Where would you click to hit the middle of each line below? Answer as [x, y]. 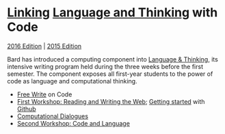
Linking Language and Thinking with [112, 13]
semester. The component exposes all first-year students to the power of [110, 74]
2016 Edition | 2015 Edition [44, 46]
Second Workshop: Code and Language [73, 123]
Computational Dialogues [53, 116]
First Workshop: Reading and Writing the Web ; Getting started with [111, 101]
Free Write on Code [44, 94]
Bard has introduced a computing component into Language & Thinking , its [113, 59]
